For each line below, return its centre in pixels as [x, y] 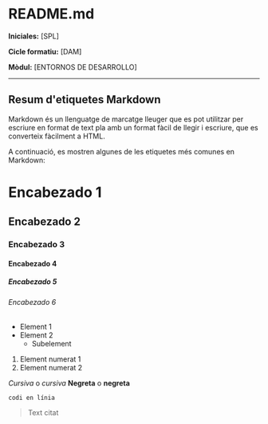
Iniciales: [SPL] [34, 36]
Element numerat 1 [50, 359]
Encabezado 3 [37, 245]
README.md [51, 14]
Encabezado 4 [33, 263]
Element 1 [35, 327]
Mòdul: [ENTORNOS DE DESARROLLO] [73, 67]
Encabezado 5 [33, 282]
